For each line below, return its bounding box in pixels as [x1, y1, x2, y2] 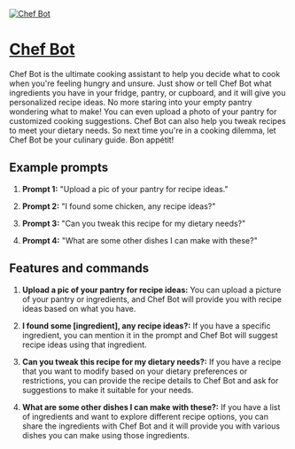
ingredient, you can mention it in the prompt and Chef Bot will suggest [21, 329, 278, 340]
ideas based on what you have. [21, 303, 136, 314]
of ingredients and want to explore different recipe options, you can [21, 411, 268, 422]
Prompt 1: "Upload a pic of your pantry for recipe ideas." [21, 183, 229, 194]
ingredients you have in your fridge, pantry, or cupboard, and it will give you [9, 87, 286, 97]
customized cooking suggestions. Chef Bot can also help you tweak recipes [9, 115, 286, 126]
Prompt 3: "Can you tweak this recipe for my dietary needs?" [21, 218, 246, 228]
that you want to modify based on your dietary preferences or [21, 366, 248, 376]
